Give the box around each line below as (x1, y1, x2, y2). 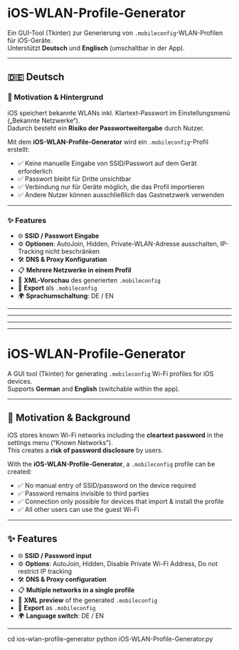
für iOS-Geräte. (7, 36, 53, 44)
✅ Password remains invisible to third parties (17, 489, 149, 498)
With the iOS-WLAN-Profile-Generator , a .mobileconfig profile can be (7, 459, 216, 468)
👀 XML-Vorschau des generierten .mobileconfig (17, 276, 161, 284)
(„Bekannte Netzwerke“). (7, 116, 80, 125)
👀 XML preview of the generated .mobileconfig (17, 596, 158, 604)
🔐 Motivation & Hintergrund (7, 93, 104, 103)
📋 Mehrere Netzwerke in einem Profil (17, 266, 132, 274)
